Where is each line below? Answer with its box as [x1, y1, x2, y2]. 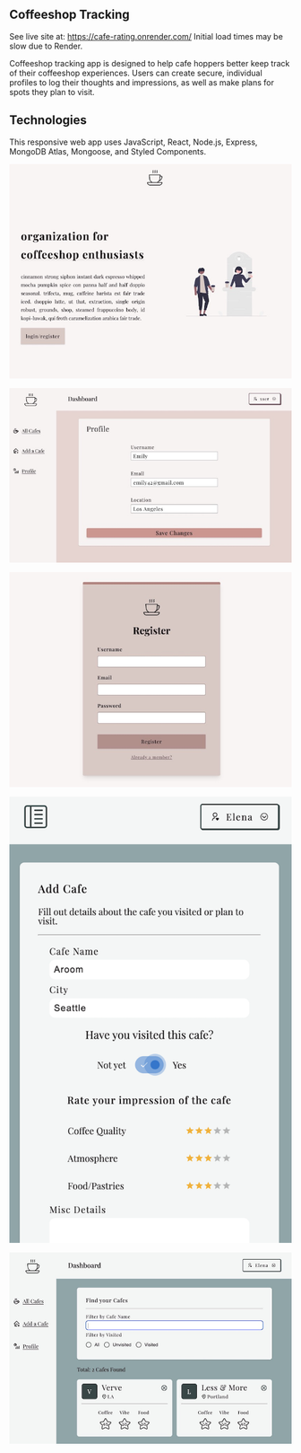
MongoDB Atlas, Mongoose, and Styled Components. [9, 145, 207, 156]
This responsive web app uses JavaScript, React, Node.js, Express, [9, 136, 258, 147]
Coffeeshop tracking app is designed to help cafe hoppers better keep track [9, 57, 290, 68]
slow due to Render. [9, 40, 83, 51]
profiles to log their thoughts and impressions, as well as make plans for [9, 76, 275, 88]
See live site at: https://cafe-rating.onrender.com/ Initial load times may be [9, 31, 284, 41]
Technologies [9, 112, 88, 128]
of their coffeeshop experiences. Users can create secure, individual [9, 67, 262, 78]
